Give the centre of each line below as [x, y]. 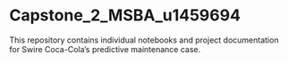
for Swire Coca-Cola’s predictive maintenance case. [105, 49]
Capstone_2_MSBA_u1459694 [125, 15]
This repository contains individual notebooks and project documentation [144, 40]
